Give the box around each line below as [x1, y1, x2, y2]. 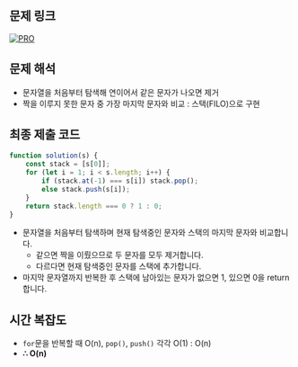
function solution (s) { [9, 151, 99, 160]
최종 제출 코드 [9, 127, 81, 142]
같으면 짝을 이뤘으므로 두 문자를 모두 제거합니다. [35, 250, 204, 261]
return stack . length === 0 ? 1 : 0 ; [25, 201, 163, 210]
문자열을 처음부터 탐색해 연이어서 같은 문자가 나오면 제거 [22, 86, 220, 97]
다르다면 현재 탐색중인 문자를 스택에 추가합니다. [35, 261, 202, 272]
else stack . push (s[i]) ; [41, 184, 130, 193]
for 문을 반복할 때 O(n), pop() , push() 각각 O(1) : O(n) [22, 338, 212, 349]
